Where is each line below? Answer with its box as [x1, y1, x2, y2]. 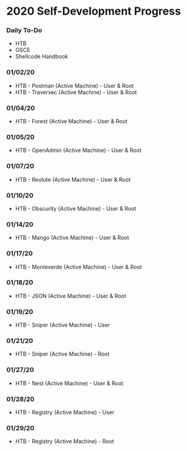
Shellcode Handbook [15, 53, 68, 60]
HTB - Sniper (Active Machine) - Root [15, 350, 110, 358]
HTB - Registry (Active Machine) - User [15, 409, 115, 416]
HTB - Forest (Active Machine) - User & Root [15, 118, 128, 125]
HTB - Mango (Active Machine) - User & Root [15, 234, 130, 242]
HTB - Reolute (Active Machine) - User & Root [15, 176, 131, 183]
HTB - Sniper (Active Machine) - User [15, 322, 110, 329]
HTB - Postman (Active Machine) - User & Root [15, 82, 134, 89]
